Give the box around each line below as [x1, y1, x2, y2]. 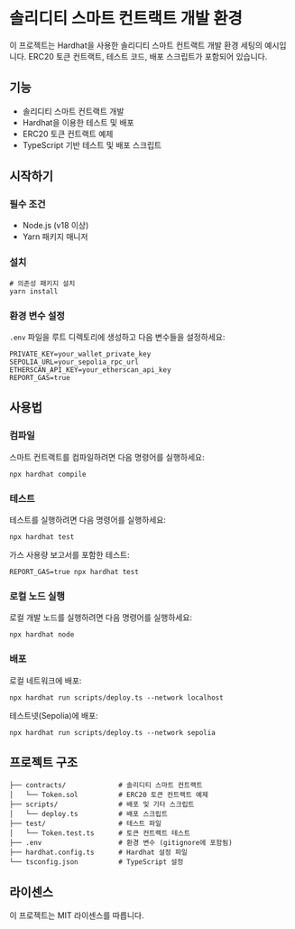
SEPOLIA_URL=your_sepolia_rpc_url [9, 358, 140, 367]
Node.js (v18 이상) [22, 220, 89, 231]
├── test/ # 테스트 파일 [9, 819, 162, 829]
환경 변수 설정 [9, 309, 66, 321]
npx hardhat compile [9, 469, 88, 478]
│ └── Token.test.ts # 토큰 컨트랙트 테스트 [9, 829, 191, 838]
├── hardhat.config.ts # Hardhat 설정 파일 [9, 848, 188, 858]
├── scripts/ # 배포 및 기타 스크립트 [9, 800, 195, 809]
